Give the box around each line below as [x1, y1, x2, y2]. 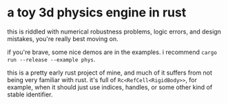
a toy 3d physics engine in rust [7, 5, 187, 21]
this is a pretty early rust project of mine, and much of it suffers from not [7, 68, 212, 77]
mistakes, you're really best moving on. [7, 34, 118, 42]
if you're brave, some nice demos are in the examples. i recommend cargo [7, 48, 217, 56]
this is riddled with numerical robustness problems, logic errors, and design [7, 27, 222, 36]
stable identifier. [7, 90, 53, 99]
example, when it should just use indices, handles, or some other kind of [7, 83, 213, 91]
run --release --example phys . [7, 55, 96, 63]
